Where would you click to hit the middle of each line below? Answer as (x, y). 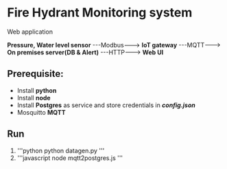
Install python (37, 90)
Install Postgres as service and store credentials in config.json (106, 105)
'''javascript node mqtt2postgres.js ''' (70, 158)
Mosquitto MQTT (41, 112)
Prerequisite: (35, 74)
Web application (30, 32)
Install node (34, 98)
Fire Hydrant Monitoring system (100, 13)
